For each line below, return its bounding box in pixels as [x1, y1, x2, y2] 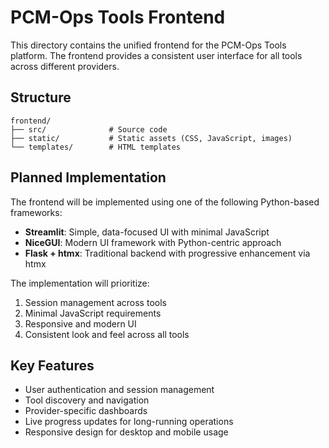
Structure [10, 89, 72, 106]
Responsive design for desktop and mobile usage [24, 426, 229, 438]
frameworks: [10, 206, 63, 218]
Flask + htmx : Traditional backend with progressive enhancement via [24, 247, 311, 259]
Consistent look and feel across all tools [24, 328, 190, 340]
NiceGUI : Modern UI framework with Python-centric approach [24, 236, 282, 248]
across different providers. [10, 60, 120, 72]
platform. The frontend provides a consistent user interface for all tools [10, 49, 303, 61]
